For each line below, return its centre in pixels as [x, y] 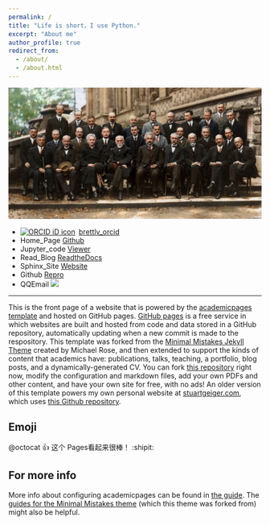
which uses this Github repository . [65, 402]
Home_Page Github [52, 241]
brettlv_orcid [99, 232]
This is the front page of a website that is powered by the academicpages [130, 308]
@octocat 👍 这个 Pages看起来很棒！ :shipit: [81, 448]
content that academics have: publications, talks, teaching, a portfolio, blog [133, 359]
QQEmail [35, 284]
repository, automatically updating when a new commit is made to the [123, 333]
